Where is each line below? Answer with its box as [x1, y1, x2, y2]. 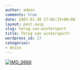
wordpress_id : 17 [5, 36, 42, 41]
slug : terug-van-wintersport [5, 26, 66, 31]
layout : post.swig [5, 21, 44, 27]
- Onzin [5, 45, 22, 50]
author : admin [5, 7, 35, 13]
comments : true [5, 12, 37, 17]
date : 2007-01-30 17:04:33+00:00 [5, 17, 75, 22]
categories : [5, 41, 30, 46]
